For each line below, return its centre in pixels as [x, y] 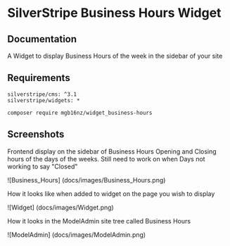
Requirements [39, 78]
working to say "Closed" [43, 166]
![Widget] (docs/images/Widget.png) [60, 207]
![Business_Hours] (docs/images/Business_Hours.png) [87, 180]
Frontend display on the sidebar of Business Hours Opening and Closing [112, 151]
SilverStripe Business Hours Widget [114, 13]
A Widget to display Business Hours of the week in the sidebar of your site [115, 56]
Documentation [42, 39]
